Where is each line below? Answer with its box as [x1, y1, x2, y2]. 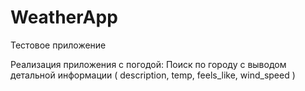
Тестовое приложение [10, 39, 107, 51]
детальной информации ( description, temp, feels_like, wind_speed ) [10, 69, 296, 81]
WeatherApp [10, 6, 118, 29]
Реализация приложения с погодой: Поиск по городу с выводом [10, 58, 287, 70]
